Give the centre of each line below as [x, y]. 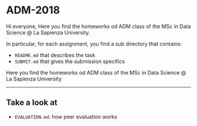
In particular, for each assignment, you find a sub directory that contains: [94, 44]
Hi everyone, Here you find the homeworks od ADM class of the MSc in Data [98, 26]
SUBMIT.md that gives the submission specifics [69, 61]
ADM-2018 [33, 10]
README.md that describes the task [55, 55]
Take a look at [32, 103]
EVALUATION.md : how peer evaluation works [66, 117]
